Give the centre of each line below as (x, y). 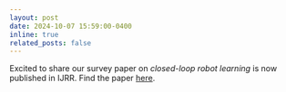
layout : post (34, 18)
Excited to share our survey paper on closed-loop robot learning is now (143, 69)
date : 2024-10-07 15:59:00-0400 (71, 26)
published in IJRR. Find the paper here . (82, 78)
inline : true (34, 34)
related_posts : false (51, 43)
